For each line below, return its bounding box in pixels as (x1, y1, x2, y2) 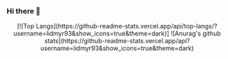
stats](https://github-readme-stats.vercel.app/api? (44, 37, 190, 45)
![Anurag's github (170, 29, 222, 37)
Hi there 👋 (6, 6, 41, 16)
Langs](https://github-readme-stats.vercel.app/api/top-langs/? (35, 22, 218, 31)
